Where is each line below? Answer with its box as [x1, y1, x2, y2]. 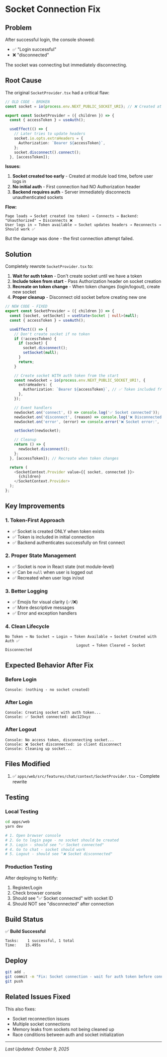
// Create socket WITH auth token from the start [14, 373, 119, 378]
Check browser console [12, 890, 62, 896]
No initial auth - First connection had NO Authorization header [12, 184, 141, 190]
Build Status [5, 915, 44, 924]
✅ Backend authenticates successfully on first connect [12, 539, 125, 545]
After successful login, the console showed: [5, 36, 95, 42]
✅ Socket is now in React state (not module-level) [12, 563, 114, 569]
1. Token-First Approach [5, 517, 65, 524]
